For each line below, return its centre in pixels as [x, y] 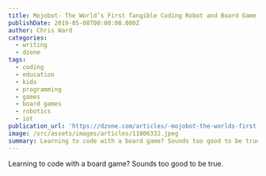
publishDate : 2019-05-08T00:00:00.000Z [74, 23]
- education [35, 75]
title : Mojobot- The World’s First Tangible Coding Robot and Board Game [133, 15]
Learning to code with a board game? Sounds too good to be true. [116, 163]
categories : [28, 38]
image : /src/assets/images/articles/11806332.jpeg [93, 133]
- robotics [33, 112]
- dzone [28, 52]
